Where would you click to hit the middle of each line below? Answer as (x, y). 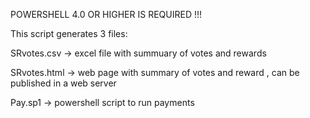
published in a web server (63, 83)
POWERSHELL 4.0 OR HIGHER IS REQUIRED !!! (106, 14)
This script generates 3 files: (69, 33)
